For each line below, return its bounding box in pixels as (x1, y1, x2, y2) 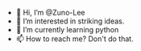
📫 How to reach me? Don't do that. (15, 34, 135, 44)
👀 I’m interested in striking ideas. (15, 16, 125, 26)
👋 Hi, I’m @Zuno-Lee (15, 8, 85, 17)
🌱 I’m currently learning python (15, 25, 119, 34)
